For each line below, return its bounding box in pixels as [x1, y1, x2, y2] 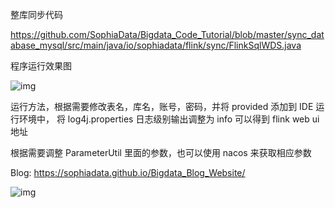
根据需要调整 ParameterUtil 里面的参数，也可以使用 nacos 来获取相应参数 [10, 147, 312, 158]
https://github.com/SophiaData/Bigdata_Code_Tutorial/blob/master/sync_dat [10, 29, 325, 40]
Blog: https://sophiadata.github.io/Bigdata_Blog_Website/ [10, 167, 246, 178]
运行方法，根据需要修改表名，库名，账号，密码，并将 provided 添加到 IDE [10, 101, 314, 112]
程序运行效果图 [10, 60, 72, 72]
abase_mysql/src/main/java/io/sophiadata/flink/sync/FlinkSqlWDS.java [10, 39, 302, 51]
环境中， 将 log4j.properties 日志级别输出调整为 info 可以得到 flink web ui [18, 113, 320, 125]
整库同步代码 [10, 9, 63, 20]
